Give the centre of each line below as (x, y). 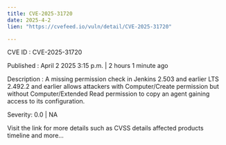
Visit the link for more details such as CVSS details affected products (105, 128)
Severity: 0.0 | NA (32, 114)
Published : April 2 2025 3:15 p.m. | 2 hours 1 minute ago (88, 66)
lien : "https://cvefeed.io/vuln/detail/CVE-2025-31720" (89, 26)
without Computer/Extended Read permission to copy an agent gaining (108, 94)
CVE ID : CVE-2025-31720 (45, 52)
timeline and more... (36, 135)
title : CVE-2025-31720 (40, 14)
